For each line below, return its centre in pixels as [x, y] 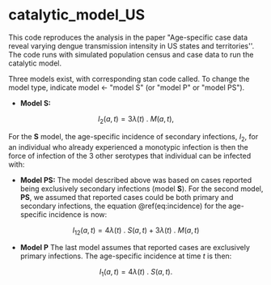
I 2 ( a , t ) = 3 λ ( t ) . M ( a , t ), [136, 119]
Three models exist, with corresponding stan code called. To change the [129, 79]
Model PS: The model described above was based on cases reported [136, 180]
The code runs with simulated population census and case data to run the [131, 54]
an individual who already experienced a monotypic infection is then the [128, 147]
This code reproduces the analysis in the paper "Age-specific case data [128, 37]
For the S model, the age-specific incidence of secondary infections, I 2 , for [133, 137]
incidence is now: [78, 214]
